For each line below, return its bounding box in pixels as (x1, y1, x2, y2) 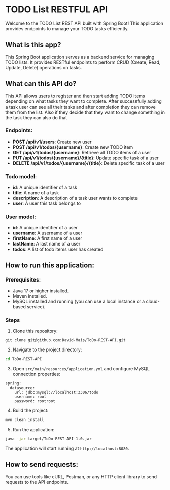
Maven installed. (12, 293, 47, 299)
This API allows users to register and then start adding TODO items (5, 93, 146, 99)
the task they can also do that (5, 114, 67, 120)
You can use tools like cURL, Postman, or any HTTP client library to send (5, 473, 157, 480)
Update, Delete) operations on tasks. (5, 64, 82, 71)
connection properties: (12, 371, 61, 377)
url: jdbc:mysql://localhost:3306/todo (14, 390, 99, 395)
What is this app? (5, 41, 61, 49)
